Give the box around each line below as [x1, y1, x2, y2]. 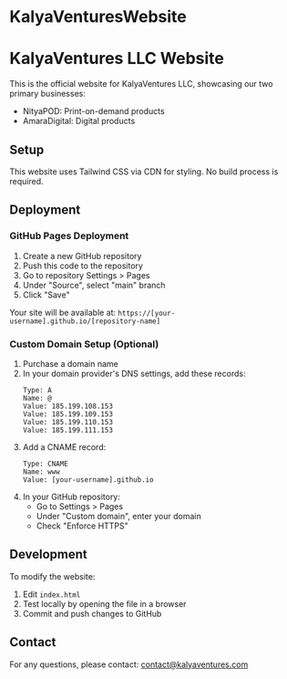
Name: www [22, 467, 61, 476]
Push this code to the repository [22, 260, 144, 271]
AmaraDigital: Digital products [22, 116, 136, 127]
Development [9, 547, 88, 562]
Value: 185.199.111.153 [22, 425, 114, 434]
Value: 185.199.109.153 [22, 409, 114, 419]
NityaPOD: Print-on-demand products [22, 106, 166, 117]
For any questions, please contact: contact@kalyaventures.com [9, 659, 249, 670]
